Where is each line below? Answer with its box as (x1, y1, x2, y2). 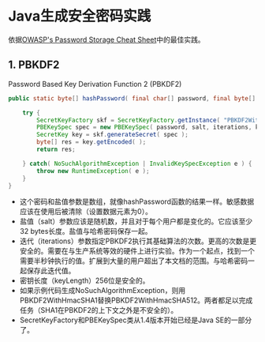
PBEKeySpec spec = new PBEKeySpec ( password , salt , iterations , (36, 123, 252, 131)
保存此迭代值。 (26, 266, 76, 276)
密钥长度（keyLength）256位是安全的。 (19, 276, 150, 285)
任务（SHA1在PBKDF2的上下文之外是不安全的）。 (19, 306, 178, 315)
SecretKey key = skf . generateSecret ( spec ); (36, 131, 189, 139)
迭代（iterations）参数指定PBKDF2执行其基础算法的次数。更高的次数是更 (19, 236, 257, 246)
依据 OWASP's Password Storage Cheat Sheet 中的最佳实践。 (8, 35, 205, 44)
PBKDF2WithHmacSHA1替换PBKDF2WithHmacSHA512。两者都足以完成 (19, 295, 253, 305)
